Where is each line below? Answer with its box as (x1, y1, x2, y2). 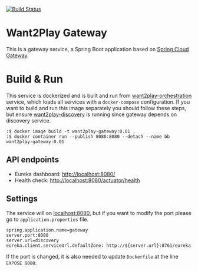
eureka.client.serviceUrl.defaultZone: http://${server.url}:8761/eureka (6, 242, 192, 249)
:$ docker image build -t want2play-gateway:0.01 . (6, 128, 136, 134)
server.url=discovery (6, 237, 60, 243)
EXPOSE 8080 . (6, 259, 37, 266)
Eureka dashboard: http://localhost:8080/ (14, 170, 115, 177)
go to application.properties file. (6, 216, 89, 223)
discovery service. (6, 117, 51, 124)
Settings (6, 194, 38, 204)
